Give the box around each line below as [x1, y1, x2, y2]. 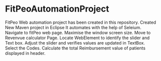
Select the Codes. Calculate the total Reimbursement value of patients [5, 45, 146, 51]
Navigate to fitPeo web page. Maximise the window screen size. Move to [5, 30, 151, 35]
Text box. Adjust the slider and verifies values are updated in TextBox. [5, 40, 145, 46]
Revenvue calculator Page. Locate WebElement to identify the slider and [5, 35, 150, 41]
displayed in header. [5, 50, 46, 56]
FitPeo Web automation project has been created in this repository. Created [5, 19, 157, 25]
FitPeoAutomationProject [5, 3, 109, 15]
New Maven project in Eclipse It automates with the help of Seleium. [5, 24, 142, 30]
